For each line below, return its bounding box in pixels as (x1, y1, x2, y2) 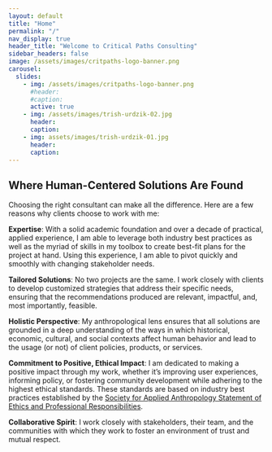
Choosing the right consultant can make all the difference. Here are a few (8, 200, 254, 210)
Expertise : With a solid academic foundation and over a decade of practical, (8, 225, 264, 235)
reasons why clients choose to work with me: (8, 208, 160, 218)
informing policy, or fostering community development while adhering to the (8, 375, 263, 385)
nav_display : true (8, 34, 71, 43)
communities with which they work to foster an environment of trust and (8, 426, 250, 436)
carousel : (8, 65, 42, 73)
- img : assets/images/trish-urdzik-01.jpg (23, 133, 169, 141)
